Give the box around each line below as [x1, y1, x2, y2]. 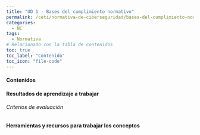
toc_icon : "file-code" [6, 58, 62, 64]
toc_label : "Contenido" [6, 53, 65, 59]
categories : [6, 20, 36, 25]
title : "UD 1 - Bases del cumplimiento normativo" [6, 8, 135, 15]
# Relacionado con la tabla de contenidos [6, 42, 113, 48]
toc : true [6, 47, 31, 53]
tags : [6, 31, 20, 37]
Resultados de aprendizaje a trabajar [6, 90, 99, 97]
